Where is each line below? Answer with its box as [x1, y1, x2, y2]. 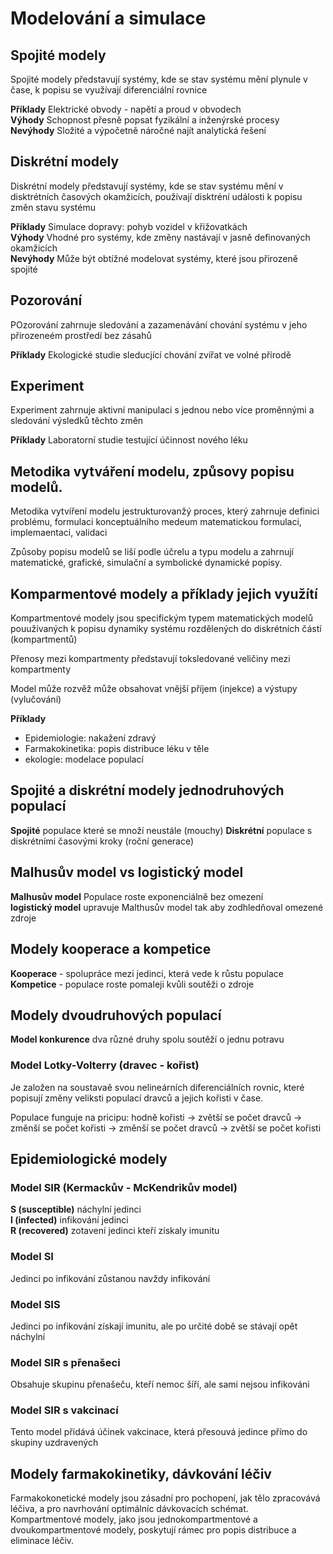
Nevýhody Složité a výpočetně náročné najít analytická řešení [10, 125, 267, 136]
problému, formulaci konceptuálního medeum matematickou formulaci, [10, 516, 302, 528]
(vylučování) [10, 693, 62, 706]
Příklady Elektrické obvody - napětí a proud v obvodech [10, 103, 242, 115]
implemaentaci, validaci [10, 527, 108, 539]
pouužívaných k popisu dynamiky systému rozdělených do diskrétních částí [10, 623, 322, 635]
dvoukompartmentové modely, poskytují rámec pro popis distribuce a [10, 1524, 297, 1536]
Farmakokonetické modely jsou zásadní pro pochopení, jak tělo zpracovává [10, 1492, 321, 1504]
